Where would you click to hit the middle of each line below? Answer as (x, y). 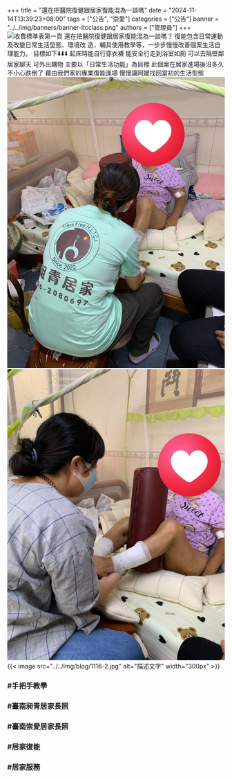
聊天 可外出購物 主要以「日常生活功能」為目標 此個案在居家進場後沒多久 (122, 64)
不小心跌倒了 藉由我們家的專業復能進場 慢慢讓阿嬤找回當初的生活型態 (106, 73)
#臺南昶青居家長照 (38, 706)
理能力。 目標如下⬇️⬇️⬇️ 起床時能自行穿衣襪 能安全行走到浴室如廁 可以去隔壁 (113, 53)
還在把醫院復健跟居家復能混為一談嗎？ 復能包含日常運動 (143, 36)
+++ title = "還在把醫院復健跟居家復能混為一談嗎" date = (87, 10)
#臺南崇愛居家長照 (38, 726)
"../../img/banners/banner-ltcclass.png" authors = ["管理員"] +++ (99, 27)
